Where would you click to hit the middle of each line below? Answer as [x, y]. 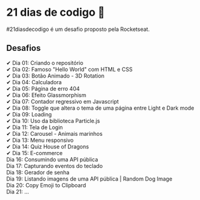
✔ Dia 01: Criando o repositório [45, 62]
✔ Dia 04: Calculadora [34, 82]
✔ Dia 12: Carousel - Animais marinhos [55, 133]
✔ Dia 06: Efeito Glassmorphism [46, 95]
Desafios [24, 48]
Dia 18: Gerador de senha [38, 172]
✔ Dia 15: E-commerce [35, 153]
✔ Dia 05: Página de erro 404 [43, 88]
